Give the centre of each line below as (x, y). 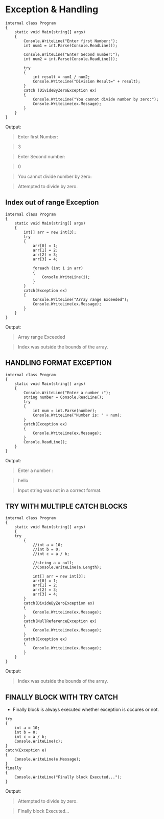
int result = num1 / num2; (61, 77)
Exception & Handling (52, 9)
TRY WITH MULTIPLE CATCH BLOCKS (66, 506)
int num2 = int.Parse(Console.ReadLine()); (71, 59)
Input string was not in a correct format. (60, 490)
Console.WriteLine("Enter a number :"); (67, 393)
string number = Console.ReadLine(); (64, 397)
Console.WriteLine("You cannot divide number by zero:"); (96, 99)
